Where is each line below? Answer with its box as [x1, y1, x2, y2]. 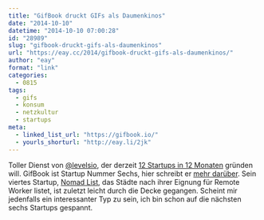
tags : [8, 86, 26, 94]
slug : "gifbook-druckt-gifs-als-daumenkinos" [8, 42, 162, 50]
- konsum [15, 101, 45, 109]
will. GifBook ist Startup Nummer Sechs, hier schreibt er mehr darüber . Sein [8, 169, 257, 178]
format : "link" [8, 64, 59, 72]
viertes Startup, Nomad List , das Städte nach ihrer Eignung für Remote [8, 177, 240, 186]
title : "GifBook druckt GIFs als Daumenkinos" [8, 11, 166, 20]
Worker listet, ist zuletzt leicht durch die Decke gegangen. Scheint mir [8, 186, 238, 195]
